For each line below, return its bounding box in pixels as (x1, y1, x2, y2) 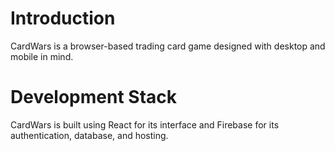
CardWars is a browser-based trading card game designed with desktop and (10, 40, 326, 52)
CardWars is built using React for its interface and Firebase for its (10, 118, 280, 131)
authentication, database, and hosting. (10, 129, 169, 141)
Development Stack (10, 86, 178, 109)
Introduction (10, 7, 116, 30)
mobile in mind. (10, 50, 74, 62)
